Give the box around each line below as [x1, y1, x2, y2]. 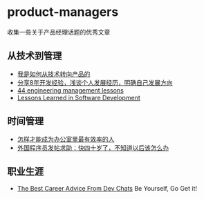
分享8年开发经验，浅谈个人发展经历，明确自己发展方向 [17, 78, 173, 86]
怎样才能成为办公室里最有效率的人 [17, 135, 115, 143]
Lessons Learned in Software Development [17, 93, 140, 102]
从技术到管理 [7, 50, 62, 62]
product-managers [7, 4, 119, 20]
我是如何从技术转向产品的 [17, 70, 91, 78]
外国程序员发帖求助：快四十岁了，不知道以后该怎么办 [17, 143, 169, 152]
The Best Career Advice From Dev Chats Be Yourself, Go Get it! [17, 184, 198, 193]
